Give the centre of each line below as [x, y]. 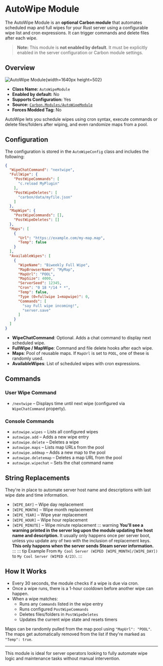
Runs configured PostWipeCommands [54, 609]
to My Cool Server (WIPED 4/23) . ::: [47, 556]
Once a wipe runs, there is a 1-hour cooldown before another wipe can [83, 588]
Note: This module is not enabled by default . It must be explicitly [82, 47]
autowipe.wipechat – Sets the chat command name [63, 462]
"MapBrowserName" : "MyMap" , [46, 269]
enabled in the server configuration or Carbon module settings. [80, 53]
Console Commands [30, 421]
